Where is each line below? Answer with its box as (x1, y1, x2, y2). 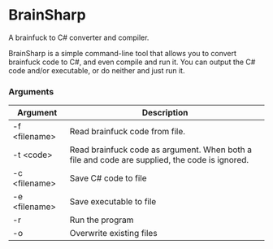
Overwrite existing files (69, 228, 158, 239)
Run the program (69, 214, 134, 225)
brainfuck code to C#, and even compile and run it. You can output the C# (8, 57, 256, 67)
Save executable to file (69, 196, 157, 207)
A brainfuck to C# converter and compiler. (8, 33, 149, 42)
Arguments (8, 85, 54, 97)
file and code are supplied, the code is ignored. (69, 155, 249, 166)
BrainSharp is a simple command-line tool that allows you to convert (8, 48, 237, 58)
